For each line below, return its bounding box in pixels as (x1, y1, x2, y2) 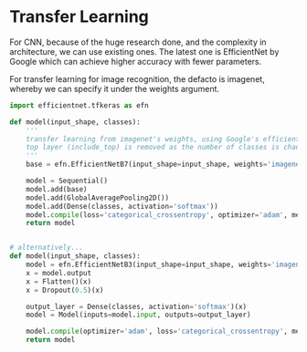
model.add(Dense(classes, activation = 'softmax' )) (26, 202, 219, 211)
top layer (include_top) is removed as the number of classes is (26, 143, 281, 152)
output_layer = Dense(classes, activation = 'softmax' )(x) (26, 302, 248, 311)
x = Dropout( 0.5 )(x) (26, 285, 104, 295)
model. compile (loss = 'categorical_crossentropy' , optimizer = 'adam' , (26, 210, 288, 220)
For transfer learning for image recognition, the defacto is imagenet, (9, 73, 265, 84)
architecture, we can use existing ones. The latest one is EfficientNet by (9, 46, 280, 57)
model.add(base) (26, 184, 89, 193)
